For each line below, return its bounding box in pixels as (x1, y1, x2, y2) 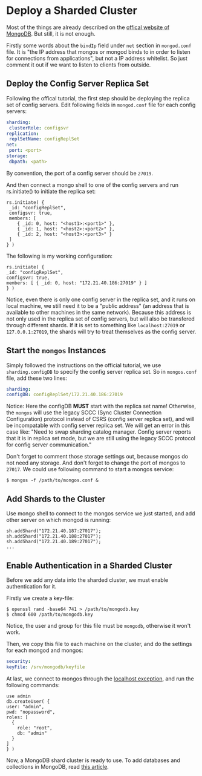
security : (6, 658, 31, 664)
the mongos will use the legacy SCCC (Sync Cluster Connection (6, 409, 162, 416)
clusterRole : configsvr (8, 125, 69, 131)
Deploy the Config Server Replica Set (6, 79, 149, 89)
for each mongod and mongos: (6, 647, 83, 654)
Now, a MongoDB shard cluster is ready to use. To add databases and (6, 757, 180, 764)
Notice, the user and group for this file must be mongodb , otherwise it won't (6, 622, 191, 629)
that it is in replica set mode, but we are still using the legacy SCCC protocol (6, 435, 195, 442)
